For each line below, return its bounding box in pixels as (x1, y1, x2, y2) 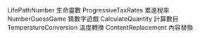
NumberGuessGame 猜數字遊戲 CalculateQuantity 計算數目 (7, 15, 179, 23)
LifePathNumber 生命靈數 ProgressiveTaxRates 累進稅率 (7, 6, 170, 14)
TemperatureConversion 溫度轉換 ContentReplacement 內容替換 (7, 23, 194, 31)
